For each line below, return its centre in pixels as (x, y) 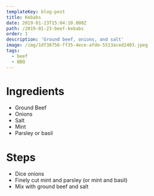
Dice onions (30, 174)
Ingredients (35, 91)
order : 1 (17, 34)
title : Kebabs (24, 17)
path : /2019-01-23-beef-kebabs (45, 28)
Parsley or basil (34, 133)
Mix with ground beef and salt (52, 186)
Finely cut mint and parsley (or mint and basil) (71, 180)
